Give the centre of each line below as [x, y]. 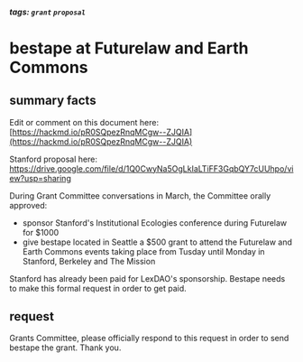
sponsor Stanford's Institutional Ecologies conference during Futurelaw [155, 223]
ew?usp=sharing [41, 178]
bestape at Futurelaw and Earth [129, 48]
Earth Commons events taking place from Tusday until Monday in [143, 251]
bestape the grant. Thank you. [65, 348]
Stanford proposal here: [53, 159]
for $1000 [41, 232]
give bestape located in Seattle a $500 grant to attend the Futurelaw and [157, 242]
